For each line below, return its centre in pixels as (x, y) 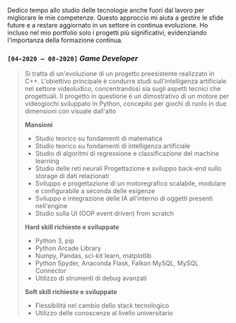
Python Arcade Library (68, 248)
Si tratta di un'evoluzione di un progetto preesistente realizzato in (119, 74)
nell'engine (51, 206)
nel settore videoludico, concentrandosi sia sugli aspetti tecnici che (123, 89)
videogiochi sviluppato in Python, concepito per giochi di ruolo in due (126, 104)
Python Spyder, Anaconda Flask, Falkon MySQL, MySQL (117, 263)
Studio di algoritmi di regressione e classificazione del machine (127, 154)
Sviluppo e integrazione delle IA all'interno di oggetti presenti (124, 199)
